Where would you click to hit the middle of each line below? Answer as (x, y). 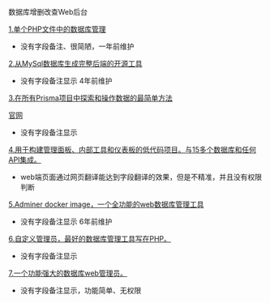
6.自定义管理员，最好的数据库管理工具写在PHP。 (90, 239)
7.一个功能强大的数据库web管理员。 (68, 273)
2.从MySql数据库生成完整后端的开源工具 (76, 64)
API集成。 (25, 160)
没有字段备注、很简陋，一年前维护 (77, 46)
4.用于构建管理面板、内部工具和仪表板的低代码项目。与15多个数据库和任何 (133, 149)
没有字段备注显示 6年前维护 (66, 222)
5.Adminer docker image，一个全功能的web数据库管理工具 (106, 204)
